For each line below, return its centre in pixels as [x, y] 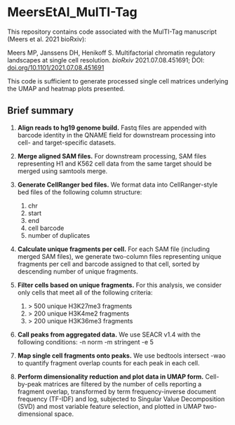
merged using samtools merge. [62, 171]
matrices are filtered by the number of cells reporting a [122, 384]
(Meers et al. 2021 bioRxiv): [47, 39]
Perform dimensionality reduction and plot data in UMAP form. [110, 377]
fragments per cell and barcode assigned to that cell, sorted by [108, 264]
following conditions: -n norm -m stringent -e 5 [86, 342]
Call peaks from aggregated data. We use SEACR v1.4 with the [109, 335]
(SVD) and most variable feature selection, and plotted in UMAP [109, 406]
